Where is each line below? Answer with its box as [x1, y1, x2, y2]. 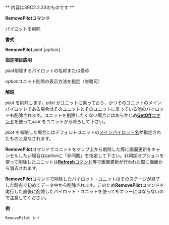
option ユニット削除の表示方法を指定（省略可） [5, 79, 102, 84]
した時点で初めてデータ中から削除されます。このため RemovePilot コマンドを [5, 182, 164, 188]
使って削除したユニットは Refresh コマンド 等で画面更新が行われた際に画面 [5, 159, 159, 165]
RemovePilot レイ [5, 215, 40, 220]
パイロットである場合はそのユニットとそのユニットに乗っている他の [5, 106, 146, 112]
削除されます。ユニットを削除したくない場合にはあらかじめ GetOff [14, 112, 152, 118]
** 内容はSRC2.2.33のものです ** [5, 5, 75, 10]
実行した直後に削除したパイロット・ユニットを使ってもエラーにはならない [5, 188, 160, 194]
